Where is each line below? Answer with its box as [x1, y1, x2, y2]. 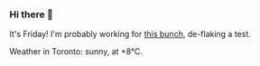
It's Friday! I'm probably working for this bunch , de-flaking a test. [9, 29, 251, 40]
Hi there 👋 [9, 8, 54, 21]
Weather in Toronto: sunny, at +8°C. [9, 46, 143, 57]
